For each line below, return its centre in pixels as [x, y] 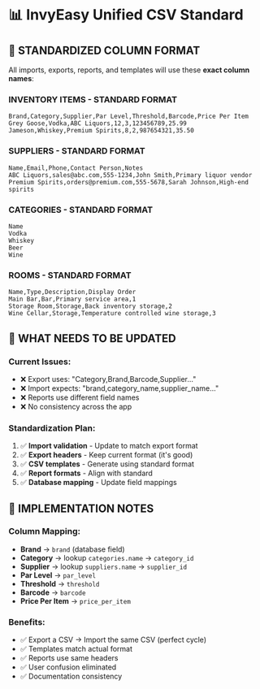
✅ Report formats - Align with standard [86, 473]
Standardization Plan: [52, 428]
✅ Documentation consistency [71, 676]
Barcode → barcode [53, 592]
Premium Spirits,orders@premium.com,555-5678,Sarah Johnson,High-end [129, 182]
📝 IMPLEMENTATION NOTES [81, 508]
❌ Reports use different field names [80, 397]
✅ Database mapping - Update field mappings [98, 483]
